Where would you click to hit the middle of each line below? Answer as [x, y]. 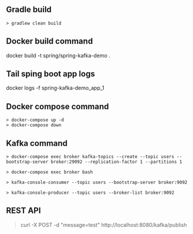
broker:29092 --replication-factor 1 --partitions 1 [116, 162]
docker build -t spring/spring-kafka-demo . [58, 55]
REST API [23, 211]
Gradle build [29, 10]
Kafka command [37, 143]
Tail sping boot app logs [50, 74]
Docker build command [50, 41]
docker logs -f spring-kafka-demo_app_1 [55, 88]
